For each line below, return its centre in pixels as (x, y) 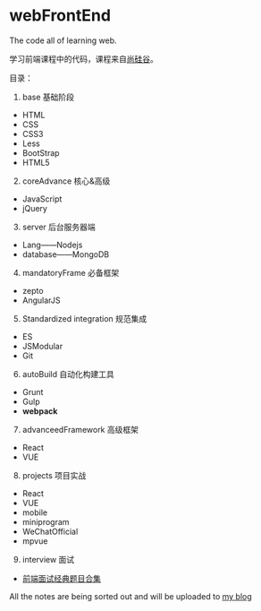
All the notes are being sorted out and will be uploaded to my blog (130, 596)
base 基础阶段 (48, 97)
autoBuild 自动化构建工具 (68, 374)
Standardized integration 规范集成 (84, 318)
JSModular (42, 346)
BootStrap (41, 152)
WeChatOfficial (50, 531)
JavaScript (42, 199)
